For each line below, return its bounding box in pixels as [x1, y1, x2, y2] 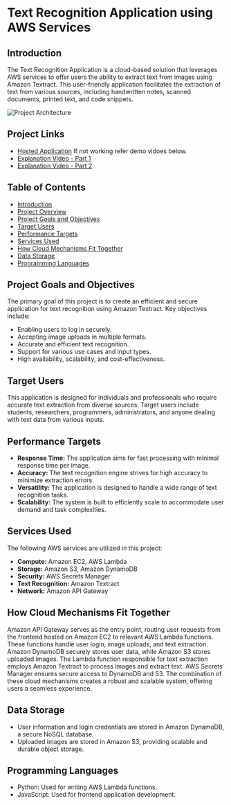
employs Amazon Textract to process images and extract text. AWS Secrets [7, 662, 223, 670]
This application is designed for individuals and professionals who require [7, 393, 217, 402]
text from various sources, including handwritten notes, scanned [7, 88, 192, 96]
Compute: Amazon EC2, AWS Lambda [17, 557, 127, 565]
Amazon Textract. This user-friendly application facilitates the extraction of [7, 80, 221, 88]
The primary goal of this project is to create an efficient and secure [7, 297, 198, 306]
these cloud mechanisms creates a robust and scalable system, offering [7, 677, 212, 685]
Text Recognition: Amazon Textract [17, 579, 120, 587]
